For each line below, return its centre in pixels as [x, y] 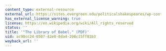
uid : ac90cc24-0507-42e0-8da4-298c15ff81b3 [51, 37]
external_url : [20, 14]
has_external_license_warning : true [43, 18]
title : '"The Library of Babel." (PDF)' [47, 32]
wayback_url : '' [22, 41]
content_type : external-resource [40, 9]
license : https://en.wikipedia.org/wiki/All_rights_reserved [69, 23]
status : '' [16, 28]
